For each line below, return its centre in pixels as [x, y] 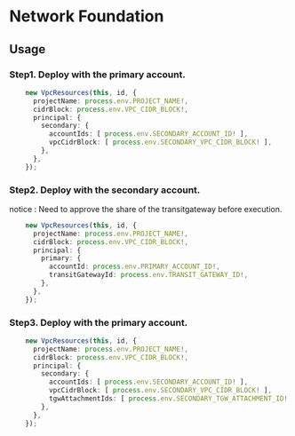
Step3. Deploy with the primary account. [99, 322]
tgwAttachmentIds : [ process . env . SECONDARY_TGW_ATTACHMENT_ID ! [168, 399]
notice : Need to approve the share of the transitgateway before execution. [146, 209]
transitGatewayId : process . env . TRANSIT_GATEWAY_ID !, [148, 275]
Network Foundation [87, 16]
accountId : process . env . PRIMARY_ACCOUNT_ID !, [134, 267]
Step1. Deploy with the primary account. [98, 75]
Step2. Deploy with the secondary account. [105, 190]
